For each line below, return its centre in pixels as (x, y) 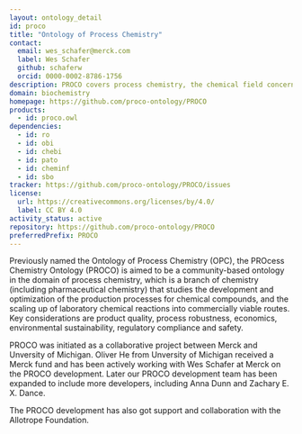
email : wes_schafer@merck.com (74, 51)
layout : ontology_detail (56, 18)
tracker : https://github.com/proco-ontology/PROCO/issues (120, 185)
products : (28, 110)
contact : (26, 43)
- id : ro (34, 135)
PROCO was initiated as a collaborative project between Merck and (133, 345)
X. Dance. (27, 393)
